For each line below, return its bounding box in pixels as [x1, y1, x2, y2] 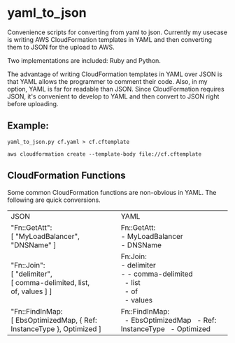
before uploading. [7, 99, 59, 108]
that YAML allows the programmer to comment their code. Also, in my [7, 77, 208, 85]
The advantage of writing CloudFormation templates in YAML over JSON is [7, 70, 222, 78]
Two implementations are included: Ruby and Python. [7, 56, 161, 64]
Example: [7, 120, 49, 132]
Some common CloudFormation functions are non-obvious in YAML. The [7, 188, 217, 196]
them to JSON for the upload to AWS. [7, 43, 115, 51]
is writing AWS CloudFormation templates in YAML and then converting [7, 35, 212, 43]
